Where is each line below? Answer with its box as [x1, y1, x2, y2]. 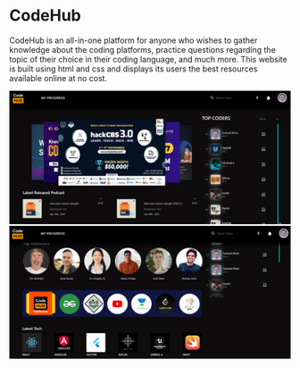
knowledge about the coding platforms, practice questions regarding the [9, 44, 277, 54]
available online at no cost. [9, 72, 108, 83]
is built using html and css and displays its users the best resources [9, 63, 258, 74]
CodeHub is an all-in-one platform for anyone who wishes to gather [9, 35, 258, 46]
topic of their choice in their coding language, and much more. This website [9, 54, 287, 64]
